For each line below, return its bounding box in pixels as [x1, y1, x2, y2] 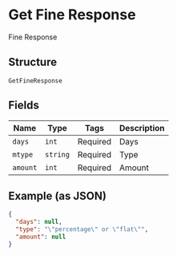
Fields [8, 99, 40, 112]
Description [119, 122, 166, 133]
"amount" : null [15, 233, 66, 241]
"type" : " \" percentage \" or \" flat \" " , [15, 226, 149, 234]
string [45, 150, 70, 159]
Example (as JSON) [8, 189, 107, 202]
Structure [8, 55, 58, 69]
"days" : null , [15, 218, 62, 226]
